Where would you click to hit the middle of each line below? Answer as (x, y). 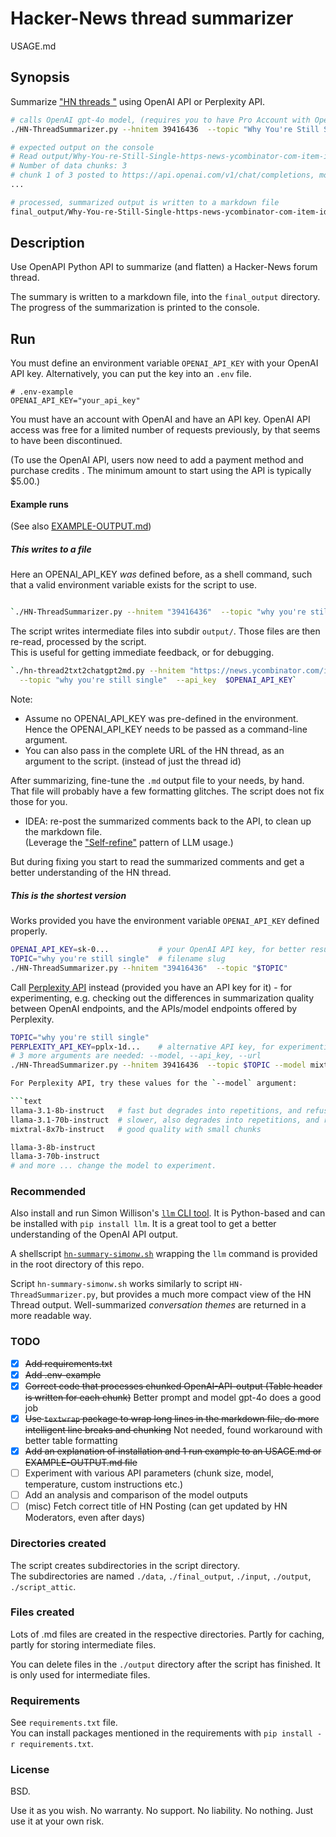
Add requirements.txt (68, 1363)
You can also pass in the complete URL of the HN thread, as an (154, 751)
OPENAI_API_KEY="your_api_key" (75, 401)
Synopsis (40, 77)
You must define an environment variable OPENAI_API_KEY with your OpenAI (164, 363)
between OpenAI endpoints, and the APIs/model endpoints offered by (154, 1008)
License (30, 1770)
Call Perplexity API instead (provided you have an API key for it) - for (151, 987)
